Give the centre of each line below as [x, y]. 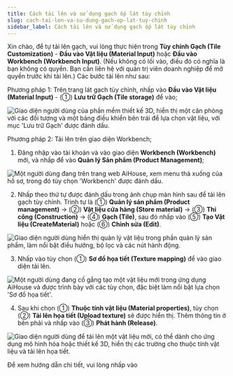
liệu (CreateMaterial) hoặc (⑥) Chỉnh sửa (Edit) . [89, 224]
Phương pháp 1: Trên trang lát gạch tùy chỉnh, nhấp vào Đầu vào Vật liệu [112, 90]
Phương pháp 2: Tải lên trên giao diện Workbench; [79, 139]
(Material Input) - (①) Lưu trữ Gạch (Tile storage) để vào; [92, 97]
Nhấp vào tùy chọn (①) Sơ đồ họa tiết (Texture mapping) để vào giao [119, 259]
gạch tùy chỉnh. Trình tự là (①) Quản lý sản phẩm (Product [104, 202]
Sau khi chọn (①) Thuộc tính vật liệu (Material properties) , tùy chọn [118, 308]
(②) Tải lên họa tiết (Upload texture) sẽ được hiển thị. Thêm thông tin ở [121, 316]
